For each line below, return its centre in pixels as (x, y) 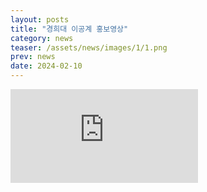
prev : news (33, 57)
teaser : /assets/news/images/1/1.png (89, 47)
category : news (42, 38)
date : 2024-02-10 (46, 66)
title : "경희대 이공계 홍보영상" (69, 29)
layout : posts (40, 19)
